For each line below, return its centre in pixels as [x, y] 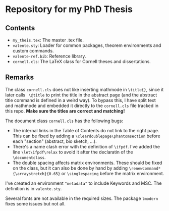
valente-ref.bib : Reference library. [49, 56]
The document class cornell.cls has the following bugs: [64, 121]
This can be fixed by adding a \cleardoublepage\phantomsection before [86, 136]
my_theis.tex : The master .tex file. [48, 40]
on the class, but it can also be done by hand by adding [70, 168]
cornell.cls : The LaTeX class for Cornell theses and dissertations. [82, 61]
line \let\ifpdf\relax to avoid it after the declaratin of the [73, 152]
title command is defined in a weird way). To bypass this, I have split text [81, 100]
